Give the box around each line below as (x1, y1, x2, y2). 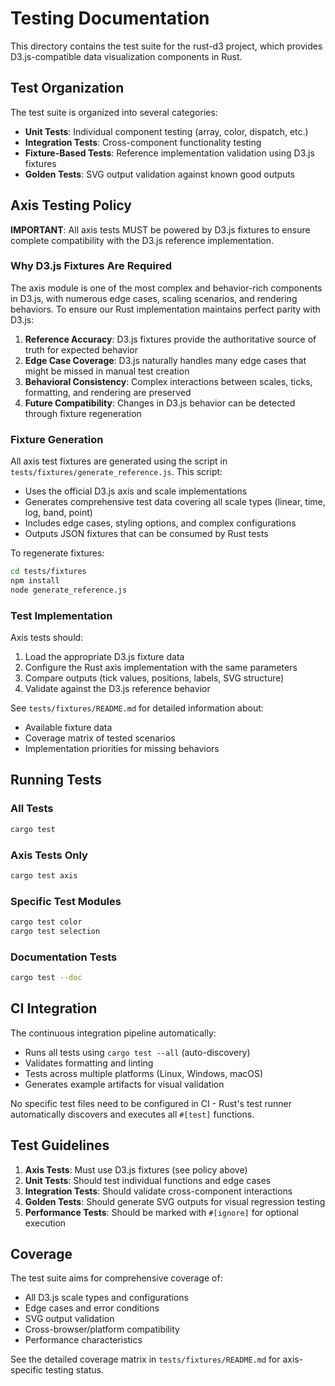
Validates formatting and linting (24, 1057, 154, 1069)
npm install (10, 576, 60, 586)
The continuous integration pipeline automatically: (10, 1027, 217, 1039)
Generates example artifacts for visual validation (24, 1078, 225, 1090)
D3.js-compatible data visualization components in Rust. (10, 50, 243, 62)
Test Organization (10, 80, 125, 97)
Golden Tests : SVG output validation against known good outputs (24, 168, 296, 180)
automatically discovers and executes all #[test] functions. (10, 1108, 255, 1120)
